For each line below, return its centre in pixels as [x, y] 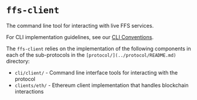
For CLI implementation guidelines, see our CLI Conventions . [80, 37]
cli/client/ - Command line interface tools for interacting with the [96, 72]
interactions [29, 91]
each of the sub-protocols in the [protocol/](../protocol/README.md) [91, 54]
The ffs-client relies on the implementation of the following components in [98, 49]
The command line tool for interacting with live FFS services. [80, 25]
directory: [18, 61]
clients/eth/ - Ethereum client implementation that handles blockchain [102, 85]
